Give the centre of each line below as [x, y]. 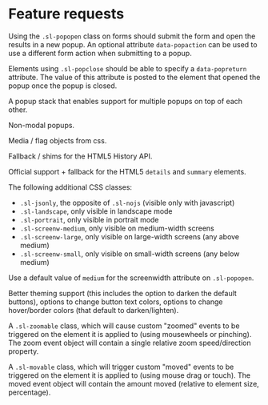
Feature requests [66, 14]
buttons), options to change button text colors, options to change [116, 302]
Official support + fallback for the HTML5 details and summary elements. [127, 171]
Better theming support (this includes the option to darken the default [123, 293]
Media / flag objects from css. [58, 140]
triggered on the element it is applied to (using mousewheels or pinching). [130, 334]
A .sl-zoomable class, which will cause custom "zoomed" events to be [124, 326]
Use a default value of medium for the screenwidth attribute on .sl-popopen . [131, 278]
